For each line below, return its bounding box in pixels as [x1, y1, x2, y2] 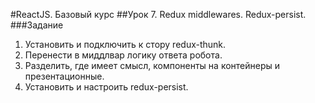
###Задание [10, 19, 64, 31]
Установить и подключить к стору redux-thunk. [24, 39, 227, 50]
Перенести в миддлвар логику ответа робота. [24, 49, 223, 61]
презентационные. [24, 70, 105, 82]
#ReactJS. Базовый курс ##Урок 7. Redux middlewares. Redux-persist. [10, 9, 307, 20]
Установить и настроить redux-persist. [24, 81, 189, 93]
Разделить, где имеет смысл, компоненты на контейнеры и [24, 60, 281, 71]
